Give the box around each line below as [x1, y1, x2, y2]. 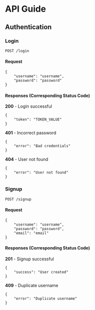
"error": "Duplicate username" [14, 296, 77, 301]
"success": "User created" [14, 270, 69, 274]
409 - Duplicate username [5, 282, 58, 288]
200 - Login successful [5, 103, 52, 109]
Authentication [5, 23, 52, 31]
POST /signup [5, 196, 32, 202]
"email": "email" [14, 231, 49, 235]
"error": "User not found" [14, 170, 69, 175]
